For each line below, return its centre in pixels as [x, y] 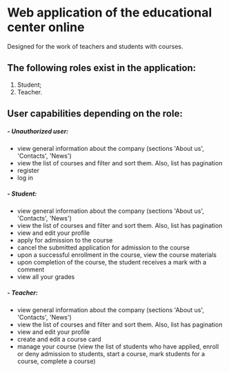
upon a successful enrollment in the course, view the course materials [117, 255]
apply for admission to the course [65, 240]
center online [46, 27]
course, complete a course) [56, 361]
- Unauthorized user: [38, 131]
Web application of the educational [110, 13]
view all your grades [46, 277]
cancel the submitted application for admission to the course [103, 248]
